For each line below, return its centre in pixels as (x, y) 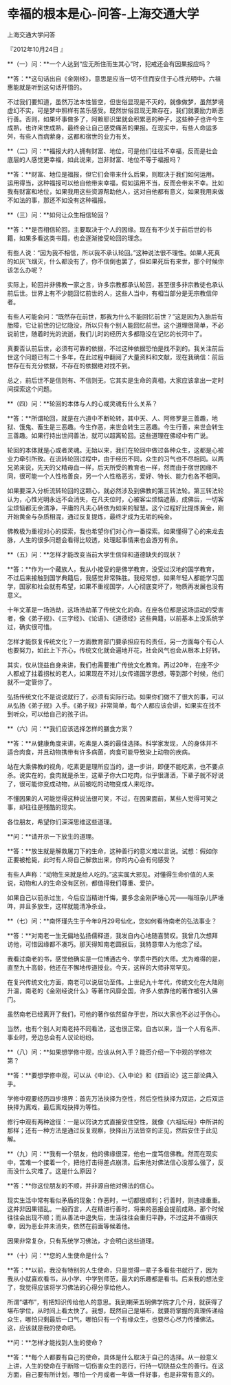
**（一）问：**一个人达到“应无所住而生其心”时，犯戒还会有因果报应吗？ (109, 63)
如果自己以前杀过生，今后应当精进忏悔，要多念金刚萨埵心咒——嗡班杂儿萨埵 (115, 897)
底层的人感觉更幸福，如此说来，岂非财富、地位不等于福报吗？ (95, 159)
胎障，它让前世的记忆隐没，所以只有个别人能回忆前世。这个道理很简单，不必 (115, 325)
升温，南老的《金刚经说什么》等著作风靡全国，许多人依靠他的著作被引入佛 (112, 990)
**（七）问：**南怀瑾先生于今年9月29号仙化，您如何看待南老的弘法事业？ (112, 921)
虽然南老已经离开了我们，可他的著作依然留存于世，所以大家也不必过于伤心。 (115, 1014)
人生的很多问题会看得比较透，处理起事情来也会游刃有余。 (100, 539)
